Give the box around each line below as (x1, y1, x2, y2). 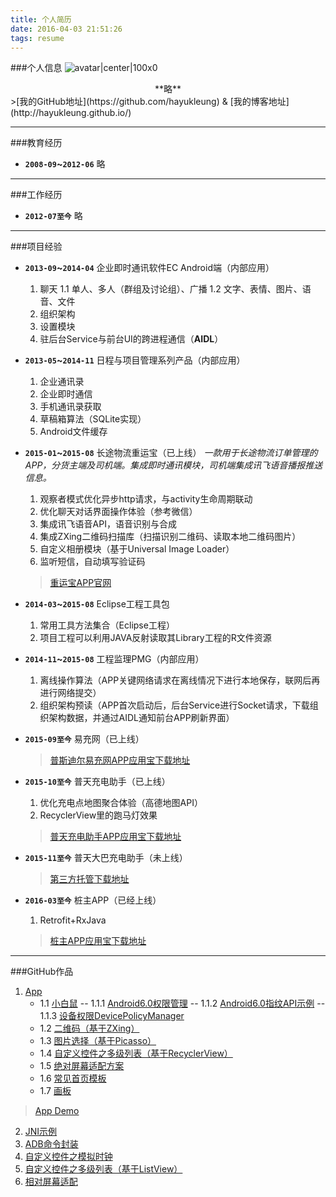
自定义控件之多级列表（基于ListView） (24, 1163, 183, 1175)
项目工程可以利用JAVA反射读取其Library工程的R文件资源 (39, 632, 272, 644)
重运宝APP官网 (49, 577, 112, 589)
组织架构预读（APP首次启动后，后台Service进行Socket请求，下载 (39, 699, 310, 711)
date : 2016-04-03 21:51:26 (10, 24, 123, 34)
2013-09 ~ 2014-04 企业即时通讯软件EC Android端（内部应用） (24, 262, 275, 274)
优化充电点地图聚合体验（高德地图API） (39, 797, 203, 809)
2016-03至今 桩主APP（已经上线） (24, 894, 162, 906)
